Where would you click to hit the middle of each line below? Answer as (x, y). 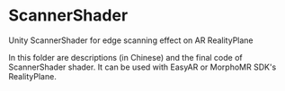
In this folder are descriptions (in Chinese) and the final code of (126, 57)
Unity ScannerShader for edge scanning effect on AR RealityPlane (131, 40)
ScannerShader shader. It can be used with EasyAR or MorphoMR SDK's (142, 67)
